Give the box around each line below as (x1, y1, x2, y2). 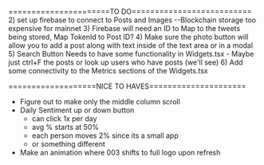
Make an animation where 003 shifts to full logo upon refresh (19, 147, 221, 157)
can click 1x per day (31, 114, 97, 123)
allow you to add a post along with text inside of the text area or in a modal (8, 41, 254, 50)
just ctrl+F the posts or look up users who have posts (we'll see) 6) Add (8, 57, 243, 67)
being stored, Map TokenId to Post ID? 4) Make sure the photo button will (8, 32, 249, 41)
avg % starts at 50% (31, 123, 100, 132)
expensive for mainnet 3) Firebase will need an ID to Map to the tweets (8, 24, 241, 33)
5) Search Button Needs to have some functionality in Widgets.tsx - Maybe (8, 49, 254, 58)
